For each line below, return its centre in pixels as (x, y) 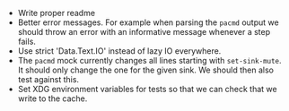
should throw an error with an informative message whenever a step (144, 32)
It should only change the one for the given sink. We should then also (145, 70)
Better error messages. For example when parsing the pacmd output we (149, 22)
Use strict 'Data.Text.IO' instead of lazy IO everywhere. (119, 51)
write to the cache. (53, 98)
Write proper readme (57, 13)
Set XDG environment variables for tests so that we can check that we (147, 89)
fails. (26, 41)
